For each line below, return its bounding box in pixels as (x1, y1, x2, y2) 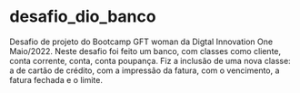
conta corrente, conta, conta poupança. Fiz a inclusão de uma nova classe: (9, 55, 291, 66)
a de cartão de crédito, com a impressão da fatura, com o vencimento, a (9, 65, 280, 76)
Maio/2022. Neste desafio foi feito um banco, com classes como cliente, (9, 45, 282, 56)
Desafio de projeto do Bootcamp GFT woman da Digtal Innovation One (9, 36, 274, 47)
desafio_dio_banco (9, 6, 156, 27)
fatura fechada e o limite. (9, 74, 103, 85)
